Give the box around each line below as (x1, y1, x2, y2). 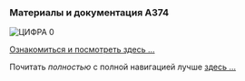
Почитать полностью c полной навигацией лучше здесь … (9, 61, 237, 73)
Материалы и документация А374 (9, 6, 170, 19)
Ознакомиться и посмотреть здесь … (9, 44, 156, 55)
